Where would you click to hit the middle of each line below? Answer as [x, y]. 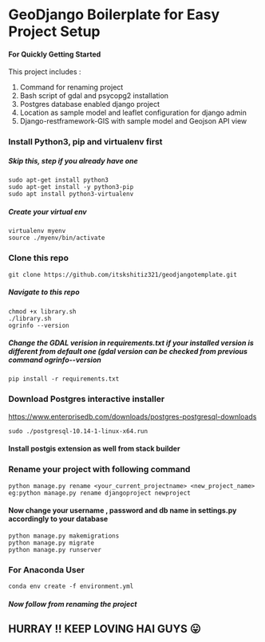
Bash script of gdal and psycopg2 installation [94, 96]
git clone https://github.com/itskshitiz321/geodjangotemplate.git [123, 274]
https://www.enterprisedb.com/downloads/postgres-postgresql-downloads [132, 416]
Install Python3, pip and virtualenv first [85, 142]
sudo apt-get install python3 [59, 180]
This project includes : [45, 72]
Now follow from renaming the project [73, 604]
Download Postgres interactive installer [87, 399]
